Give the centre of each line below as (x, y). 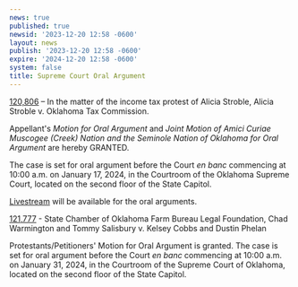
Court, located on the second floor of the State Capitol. (111, 184)
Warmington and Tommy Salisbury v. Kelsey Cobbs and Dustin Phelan (138, 228)
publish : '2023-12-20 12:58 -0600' (76, 51)
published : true (39, 26)
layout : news (34, 43)
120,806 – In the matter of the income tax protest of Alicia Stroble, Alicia (142, 101)
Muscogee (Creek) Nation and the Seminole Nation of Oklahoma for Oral (144, 138)
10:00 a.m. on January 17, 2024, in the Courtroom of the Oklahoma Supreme (149, 174)
